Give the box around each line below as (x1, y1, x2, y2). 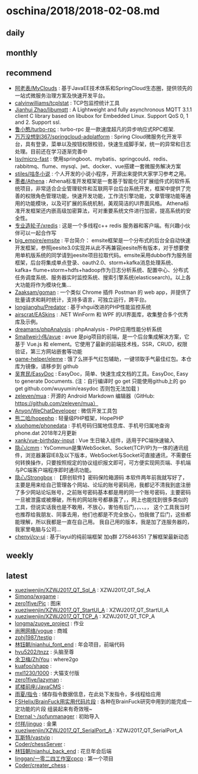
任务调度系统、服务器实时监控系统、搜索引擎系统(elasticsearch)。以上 (14, 274, 186, 281)
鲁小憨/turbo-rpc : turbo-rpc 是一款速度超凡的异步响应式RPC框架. (14, 126, 176, 133)
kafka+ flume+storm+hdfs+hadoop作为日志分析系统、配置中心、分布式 (14, 266, 189, 273)
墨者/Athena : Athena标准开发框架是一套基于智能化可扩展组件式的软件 (14, 177, 185, 184)
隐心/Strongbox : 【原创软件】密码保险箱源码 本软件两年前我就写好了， (14, 474, 188, 481)
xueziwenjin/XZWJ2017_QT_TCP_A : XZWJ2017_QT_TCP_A (14, 612, 155, 620)
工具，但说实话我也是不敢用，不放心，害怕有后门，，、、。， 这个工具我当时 (14, 503, 190, 510)
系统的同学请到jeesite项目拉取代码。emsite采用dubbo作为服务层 (35, 251, 193, 258)
